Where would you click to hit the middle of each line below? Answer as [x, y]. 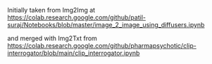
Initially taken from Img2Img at [51, 10]
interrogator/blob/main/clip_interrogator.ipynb [74, 53]
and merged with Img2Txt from [52, 38]
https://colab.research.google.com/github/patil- [77, 17]
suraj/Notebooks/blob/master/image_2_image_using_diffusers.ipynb [106, 25]
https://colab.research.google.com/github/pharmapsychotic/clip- [102, 46]
